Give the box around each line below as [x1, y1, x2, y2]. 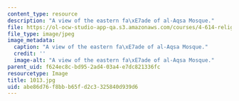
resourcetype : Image [7, 70, 69, 77]
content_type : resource [7, 10, 78, 18]
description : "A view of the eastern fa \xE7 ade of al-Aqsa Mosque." [7, 17, 215, 24]
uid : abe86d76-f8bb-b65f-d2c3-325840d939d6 [7, 83, 139, 90]
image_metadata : [7, 37, 55, 44]
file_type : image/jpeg [7, 30, 75, 38]
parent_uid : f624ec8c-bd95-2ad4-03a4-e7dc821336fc [7, 63, 161, 70]
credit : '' [14, 51, 46, 58]
